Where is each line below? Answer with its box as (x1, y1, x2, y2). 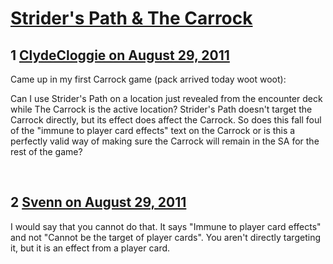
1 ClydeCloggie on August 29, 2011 (10, 47, 230, 64)
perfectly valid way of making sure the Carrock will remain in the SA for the (10, 135, 320, 147)
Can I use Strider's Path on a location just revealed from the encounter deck (10, 93, 323, 104)
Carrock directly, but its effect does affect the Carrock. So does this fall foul (10, 114, 322, 126)
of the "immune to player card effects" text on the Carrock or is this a (10, 125, 296, 136)
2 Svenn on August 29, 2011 (10, 194, 187, 211)
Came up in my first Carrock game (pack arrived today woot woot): (10, 73, 287, 85)
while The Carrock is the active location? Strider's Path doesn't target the (10, 103, 313, 115)
